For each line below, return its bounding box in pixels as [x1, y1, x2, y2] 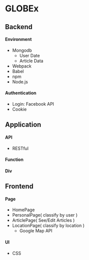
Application [5, 120, 42, 129]
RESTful [12, 145, 29, 151]
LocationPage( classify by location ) [12, 223, 85, 228]
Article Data [19, 58, 44, 64]
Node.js [12, 78, 28, 84]
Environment [5, 37, 32, 42]
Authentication [5, 90, 37, 96]
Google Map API [19, 228, 53, 234]
